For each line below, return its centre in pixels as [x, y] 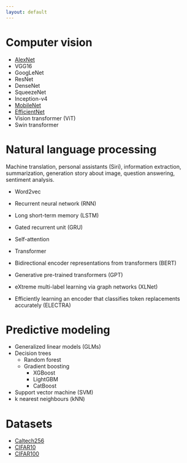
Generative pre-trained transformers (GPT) [69, 274]
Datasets [29, 424]
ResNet [24, 79]
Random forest [43, 360]
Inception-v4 [31, 98]
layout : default [26, 12]
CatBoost [44, 386]
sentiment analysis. [30, 179]
